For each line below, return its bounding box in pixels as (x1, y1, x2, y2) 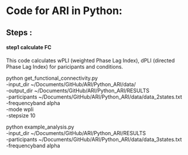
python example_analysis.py (6, 123, 74, 130)
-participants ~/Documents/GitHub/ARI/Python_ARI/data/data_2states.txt (6, 93, 183, 100)
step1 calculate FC (6, 44, 52, 51)
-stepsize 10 (6, 112, 36, 119)
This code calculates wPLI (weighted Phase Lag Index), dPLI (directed (6, 57, 175, 64)
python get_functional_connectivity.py (6, 75, 98, 82)
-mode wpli (6, 106, 34, 113)
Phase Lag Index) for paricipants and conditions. (6, 63, 124, 70)
